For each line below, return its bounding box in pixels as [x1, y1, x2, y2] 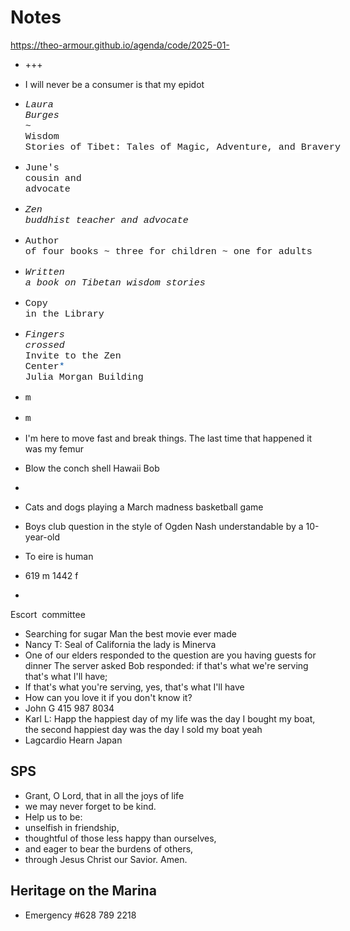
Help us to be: [24, 811, 83, 823]
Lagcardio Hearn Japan [24, 734, 123, 746]
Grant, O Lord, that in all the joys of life [24, 789, 185, 801]
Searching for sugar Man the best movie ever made [24, 627, 237, 640]
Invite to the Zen [24, 350, 122, 362]
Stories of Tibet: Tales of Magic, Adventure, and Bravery [24, 141, 341, 153]
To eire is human [24, 550, 94, 562]
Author [24, 235, 60, 247]
